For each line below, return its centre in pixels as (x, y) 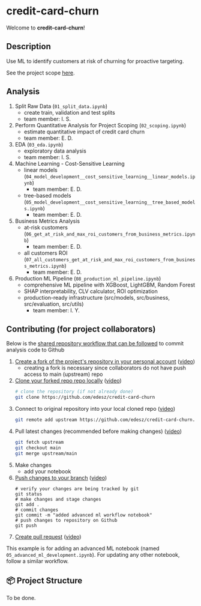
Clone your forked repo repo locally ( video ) (68, 381)
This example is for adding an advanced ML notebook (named (83, 548)
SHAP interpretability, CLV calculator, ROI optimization (91, 291)
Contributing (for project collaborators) (81, 329)
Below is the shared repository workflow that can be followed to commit (95, 344)
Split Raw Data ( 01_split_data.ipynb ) (61, 106)
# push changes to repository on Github (66, 520)
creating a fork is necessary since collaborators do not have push (105, 368)
